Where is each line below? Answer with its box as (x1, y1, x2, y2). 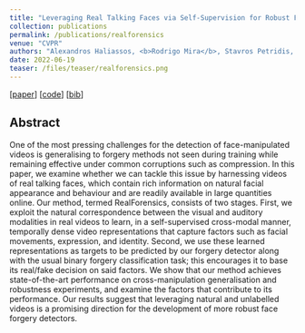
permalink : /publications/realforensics (9, 30, 165, 39)
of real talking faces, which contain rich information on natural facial (9, 178, 264, 189)
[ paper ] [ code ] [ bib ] (9, 88, 84, 100)
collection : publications (9, 22, 107, 31)
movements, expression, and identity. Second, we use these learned (9, 235, 265, 246)
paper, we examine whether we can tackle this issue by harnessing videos (9, 168, 288, 179)
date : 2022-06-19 (9, 55, 75, 64)
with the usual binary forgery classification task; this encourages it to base (9, 255, 289, 266)
